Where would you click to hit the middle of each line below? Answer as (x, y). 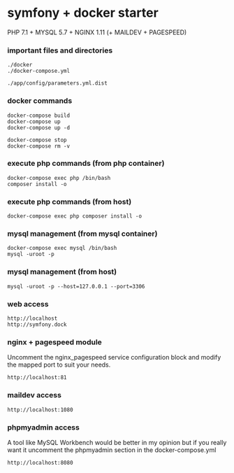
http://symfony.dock (37, 325)
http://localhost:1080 (40, 410)
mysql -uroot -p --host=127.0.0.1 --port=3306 (76, 286)
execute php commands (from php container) (86, 164)
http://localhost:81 (37, 378)
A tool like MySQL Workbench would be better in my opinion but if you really (117, 442)
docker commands (40, 101)
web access (28, 304)
